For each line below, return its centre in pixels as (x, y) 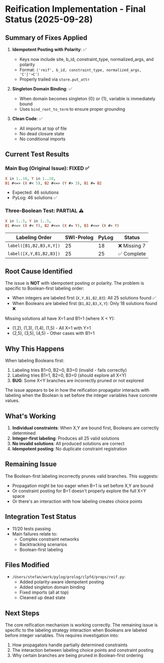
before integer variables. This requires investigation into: (62, 635)
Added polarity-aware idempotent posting (62, 582)
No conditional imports (42, 139)
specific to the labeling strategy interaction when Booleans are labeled (76, 630)
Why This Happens (35, 348)
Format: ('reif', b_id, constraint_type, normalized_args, (81, 70)
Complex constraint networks (49, 539)
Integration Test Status (41, 517)
